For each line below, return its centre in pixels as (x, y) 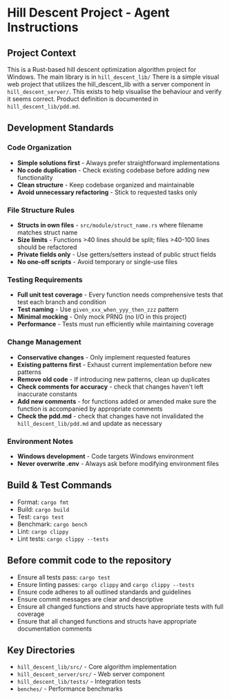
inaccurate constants (47, 394)
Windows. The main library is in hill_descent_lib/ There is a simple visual (113, 77)
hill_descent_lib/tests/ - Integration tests (79, 682)
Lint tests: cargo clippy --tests (63, 539)
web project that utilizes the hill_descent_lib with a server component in (109, 84)
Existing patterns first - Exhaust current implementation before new (114, 364)
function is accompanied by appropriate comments (90, 409)
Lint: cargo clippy (43, 531)
